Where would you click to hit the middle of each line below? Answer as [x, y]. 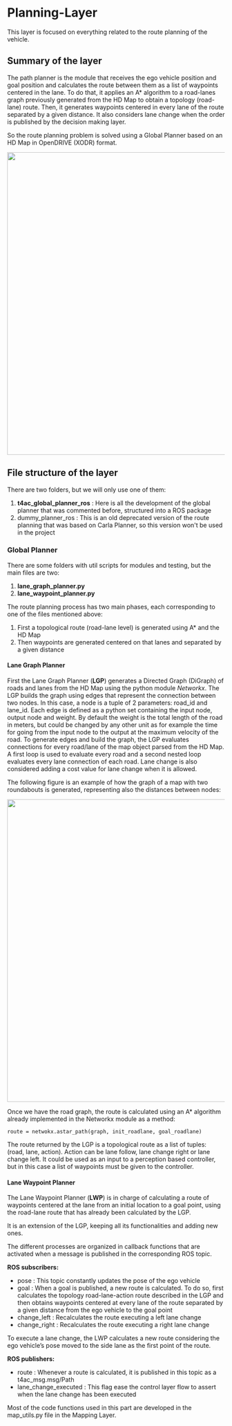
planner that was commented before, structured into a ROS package [114, 510]
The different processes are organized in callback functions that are [104, 1247]
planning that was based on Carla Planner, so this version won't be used [120, 525]
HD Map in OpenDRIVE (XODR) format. [62, 142]
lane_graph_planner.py [51, 586]
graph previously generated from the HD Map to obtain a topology [101, 100]
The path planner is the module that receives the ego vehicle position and [112, 77]
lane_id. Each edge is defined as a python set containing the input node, [110, 710]
